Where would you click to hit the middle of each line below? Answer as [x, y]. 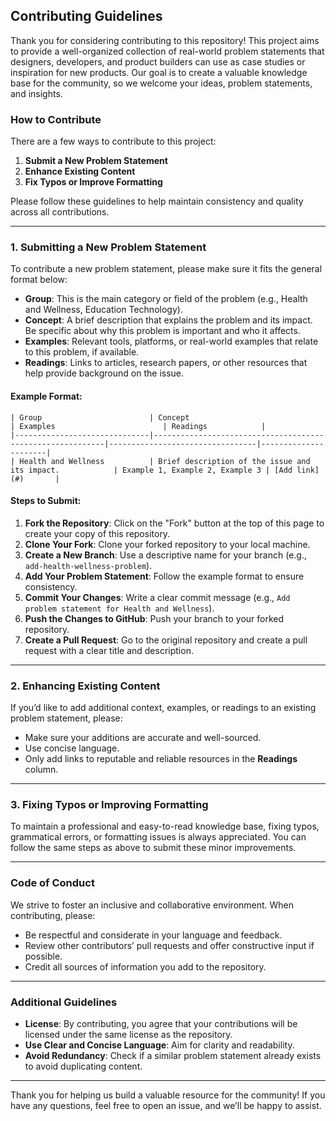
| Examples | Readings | [138, 426]
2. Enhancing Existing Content [85, 686]
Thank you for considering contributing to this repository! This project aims [165, 40]
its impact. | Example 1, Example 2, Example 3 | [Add [151, 470]
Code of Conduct [52, 883]
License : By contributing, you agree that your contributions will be [161, 1023]
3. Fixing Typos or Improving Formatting [109, 805]
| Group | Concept [100, 417]
